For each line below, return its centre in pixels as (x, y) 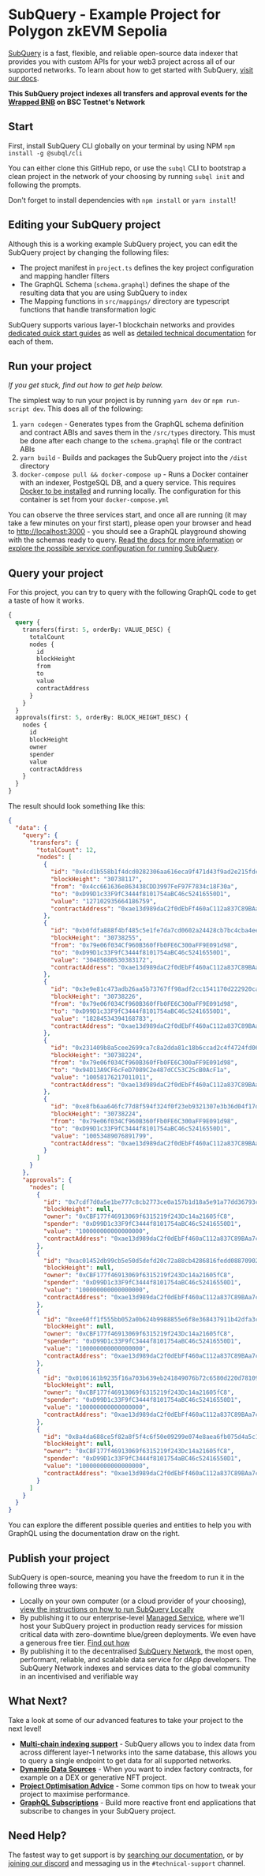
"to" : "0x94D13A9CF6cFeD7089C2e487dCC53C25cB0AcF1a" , (140, 1070)
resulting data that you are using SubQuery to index (103, 293)
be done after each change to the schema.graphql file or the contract (131, 441)
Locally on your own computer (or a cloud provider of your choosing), (133, 1601)
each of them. (31, 342)
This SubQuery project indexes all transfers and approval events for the (128, 93)
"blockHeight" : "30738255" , (97, 938)
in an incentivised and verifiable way (79, 1676)
